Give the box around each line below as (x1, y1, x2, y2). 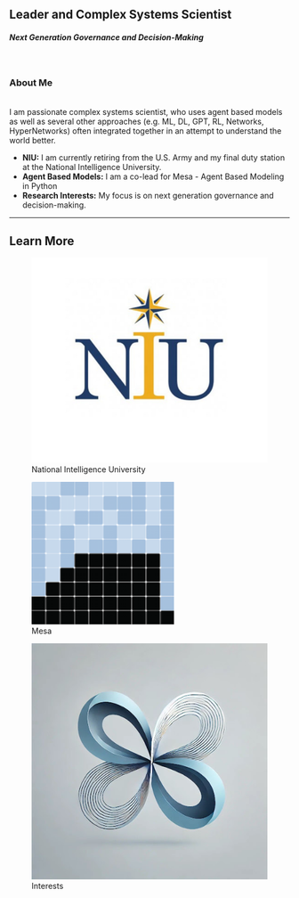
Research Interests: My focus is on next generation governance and (21, 190, 274, 200)
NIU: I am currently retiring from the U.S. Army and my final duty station (21, 151, 286, 163)
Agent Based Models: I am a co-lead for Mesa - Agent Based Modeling (21, 171, 285, 182)
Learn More (9, 233, 75, 249)
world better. (9, 135, 56, 145)
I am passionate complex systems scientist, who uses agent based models (9, 106, 283, 117)
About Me (9, 77, 53, 89)
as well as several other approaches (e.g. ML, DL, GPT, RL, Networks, (9, 116, 264, 127)
